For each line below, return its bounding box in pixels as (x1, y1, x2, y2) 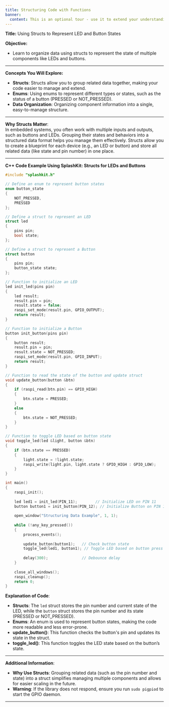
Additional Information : (5, 660, 55, 666)
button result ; (14, 340, 46, 345)
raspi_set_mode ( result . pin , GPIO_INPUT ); (14, 354, 102, 359)
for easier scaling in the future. (12, 681, 76, 687)
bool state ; (14, 233, 39, 238)
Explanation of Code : (5, 593, 50, 599)
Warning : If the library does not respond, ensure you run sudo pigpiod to (12, 686, 164, 692)
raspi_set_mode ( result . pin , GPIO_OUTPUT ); (14, 308, 105, 313)
